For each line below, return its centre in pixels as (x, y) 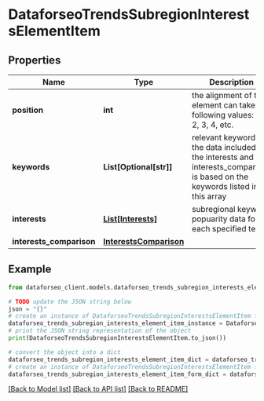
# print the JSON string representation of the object (100, 331)
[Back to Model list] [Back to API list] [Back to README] (98, 389)
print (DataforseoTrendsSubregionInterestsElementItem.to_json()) (117, 338)
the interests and (222, 157)
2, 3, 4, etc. (213, 125)
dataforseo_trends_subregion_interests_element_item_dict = (109, 359)
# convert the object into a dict (65, 352)
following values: (222, 115)
